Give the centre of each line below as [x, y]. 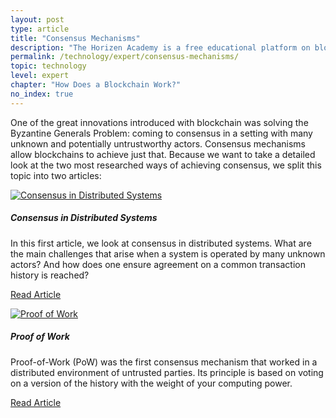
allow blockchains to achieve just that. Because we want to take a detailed [163, 154]
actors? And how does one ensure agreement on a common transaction [158, 264]
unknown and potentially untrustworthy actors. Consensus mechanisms [158, 143]
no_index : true [42, 94]
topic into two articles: [56, 175]
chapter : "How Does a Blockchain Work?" [96, 85]
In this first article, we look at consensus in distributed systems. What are [161, 243]
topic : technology [48, 66]
